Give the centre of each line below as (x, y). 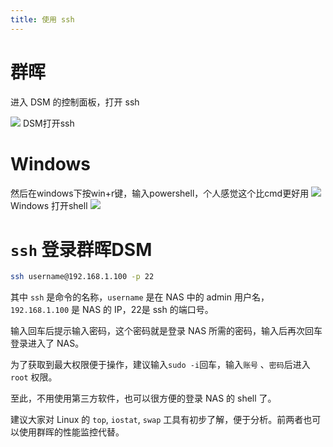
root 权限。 (34, 377)
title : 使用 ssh (42, 19)
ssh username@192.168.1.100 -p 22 (82, 277)
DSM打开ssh (48, 123)
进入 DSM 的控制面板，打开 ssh (75, 102)
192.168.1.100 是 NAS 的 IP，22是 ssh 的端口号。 (112, 310)
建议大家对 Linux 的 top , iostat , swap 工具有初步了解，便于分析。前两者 (157, 420)
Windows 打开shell (49, 205)
